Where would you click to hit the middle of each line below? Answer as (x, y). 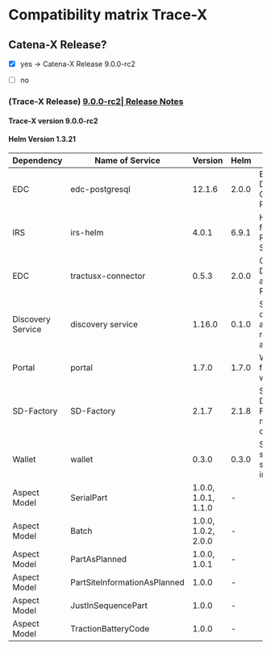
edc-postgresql (100, 189)
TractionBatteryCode (110, 628)
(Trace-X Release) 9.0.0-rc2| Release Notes (96, 102)
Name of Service (128, 160)
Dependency (38, 160)
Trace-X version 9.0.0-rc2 (53, 121)
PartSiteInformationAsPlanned (128, 582)
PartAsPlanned (99, 559)
